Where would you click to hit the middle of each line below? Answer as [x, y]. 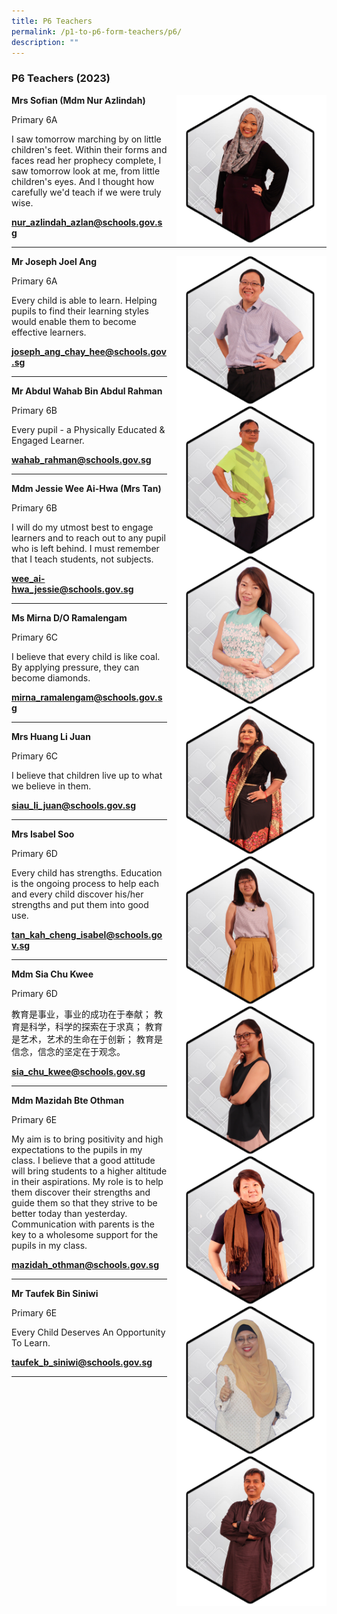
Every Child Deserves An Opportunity [88, 1332]
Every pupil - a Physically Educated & [88, 429]
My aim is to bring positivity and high [87, 1139]
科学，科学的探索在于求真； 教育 [95, 1026]
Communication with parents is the [83, 1224]
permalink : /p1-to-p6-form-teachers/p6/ [97, 31]
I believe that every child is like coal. [86, 656]
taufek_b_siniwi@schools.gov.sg [82, 1362]
